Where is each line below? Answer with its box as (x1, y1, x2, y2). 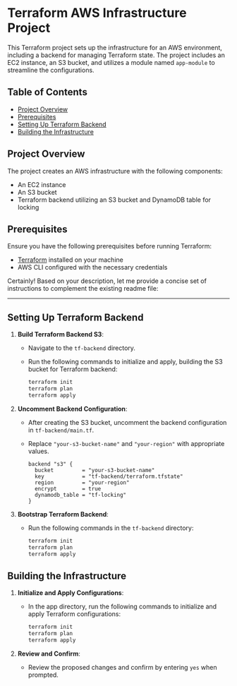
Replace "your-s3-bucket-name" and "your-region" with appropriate (28, 439, 225, 447)
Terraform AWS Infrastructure (7, 5, 187, 21)
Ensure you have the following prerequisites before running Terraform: (7, 242, 212, 251)
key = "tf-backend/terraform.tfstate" (34, 473, 183, 480)
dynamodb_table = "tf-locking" (34, 491, 127, 498)
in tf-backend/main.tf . (28, 426, 95, 434)
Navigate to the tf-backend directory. (28, 344, 136, 352)
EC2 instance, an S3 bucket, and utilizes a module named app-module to (7, 58, 215, 66)
